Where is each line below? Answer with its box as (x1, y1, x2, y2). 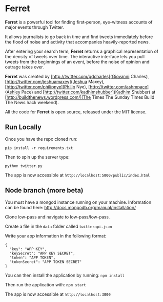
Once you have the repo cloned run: (5, 136, 78, 142)
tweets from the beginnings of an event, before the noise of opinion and (5, 59, 150, 65)
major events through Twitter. (5, 24, 64, 30)
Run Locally (5, 123, 41, 131)
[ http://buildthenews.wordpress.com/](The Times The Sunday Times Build (5, 94, 155, 100)
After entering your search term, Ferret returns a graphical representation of (5, 48, 159, 54)
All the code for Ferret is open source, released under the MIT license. (5, 108, 147, 115)
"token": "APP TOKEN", (9, 255, 56, 260)
